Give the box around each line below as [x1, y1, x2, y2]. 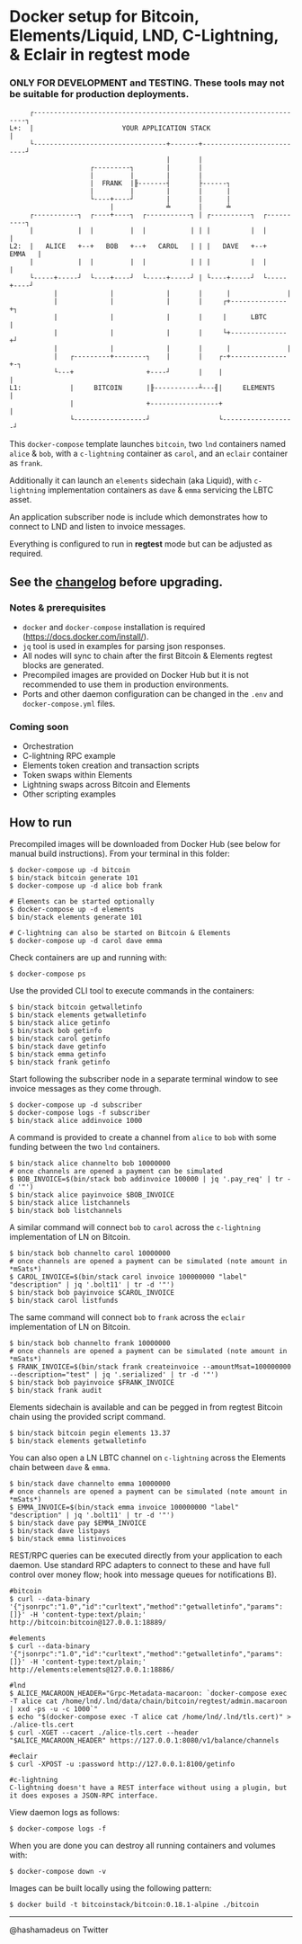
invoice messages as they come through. [9, 1083, 162, 1094]
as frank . [9, 458, 43, 468]
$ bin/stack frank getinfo [9, 1058, 111, 1067]
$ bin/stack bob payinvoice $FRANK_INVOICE [9, 1378, 175, 1387]
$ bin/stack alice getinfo [9, 1019, 111, 1028]
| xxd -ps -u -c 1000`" [9, 1705, 99, 1714]
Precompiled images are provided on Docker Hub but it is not [22, 670, 249, 681]
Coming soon [9, 721, 69, 734]
